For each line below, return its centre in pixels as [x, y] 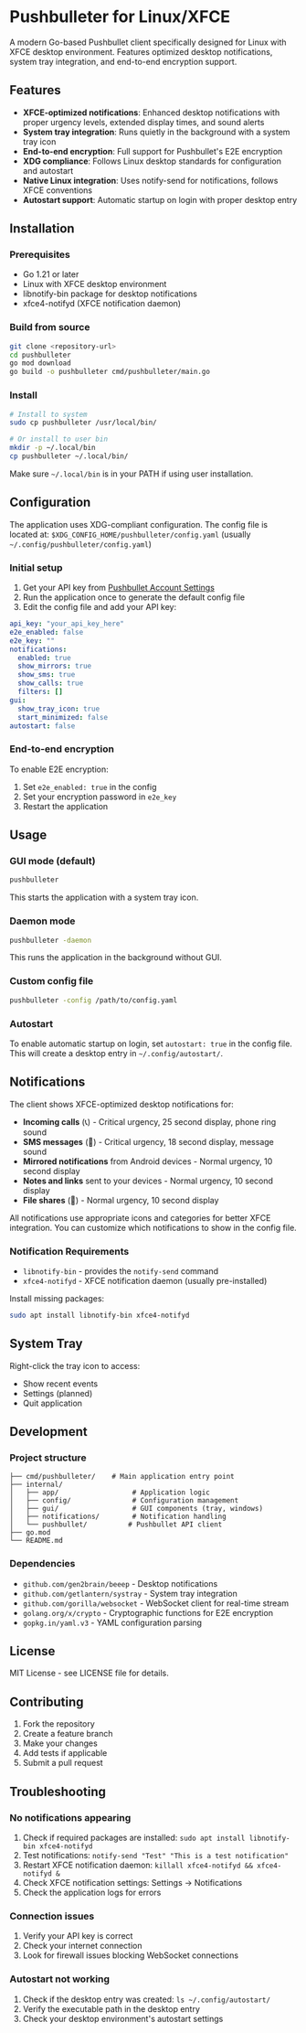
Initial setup [36, 567]
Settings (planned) [58, 1393]
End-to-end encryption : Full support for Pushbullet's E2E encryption [153, 151]
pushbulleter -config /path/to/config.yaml [94, 1000]
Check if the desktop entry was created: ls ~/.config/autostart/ [147, 1999]
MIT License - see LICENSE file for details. [89, 1673]
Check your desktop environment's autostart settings [123, 2018]
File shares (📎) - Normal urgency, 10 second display [121, 1200]
